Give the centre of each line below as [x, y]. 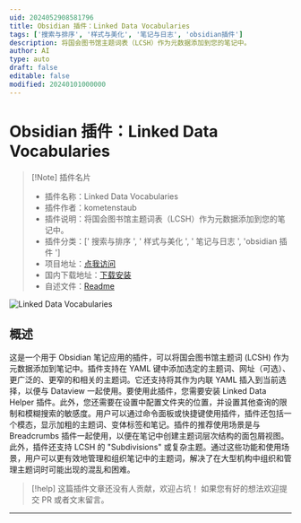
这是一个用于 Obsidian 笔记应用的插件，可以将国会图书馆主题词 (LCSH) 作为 [149, 357]
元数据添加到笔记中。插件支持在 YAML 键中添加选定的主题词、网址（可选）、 [150, 369]
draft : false [34, 68]
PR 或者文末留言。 [75, 500]
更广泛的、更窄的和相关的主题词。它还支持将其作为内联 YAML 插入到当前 [144, 380]
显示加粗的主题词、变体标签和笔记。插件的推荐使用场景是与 [150, 425]
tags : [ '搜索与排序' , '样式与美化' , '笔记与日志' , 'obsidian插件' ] [126, 34]
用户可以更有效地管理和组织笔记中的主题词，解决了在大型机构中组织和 [154, 458]
